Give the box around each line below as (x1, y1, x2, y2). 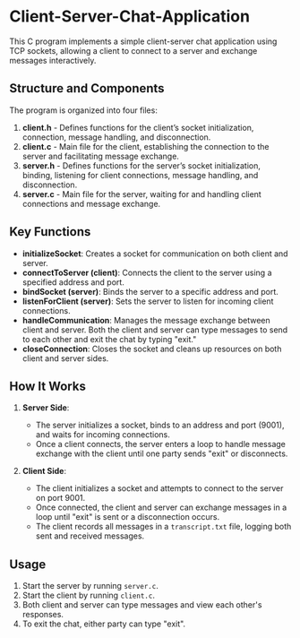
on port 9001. (35, 493, 86, 504)
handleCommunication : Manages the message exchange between (21, 315, 270, 325)
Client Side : (21, 466, 67, 477)
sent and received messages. (35, 530, 145, 541)
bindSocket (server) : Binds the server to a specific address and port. (21, 286, 279, 297)
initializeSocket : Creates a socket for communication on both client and (21, 248, 288, 259)
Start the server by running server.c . (21, 581, 159, 591)
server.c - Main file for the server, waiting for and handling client (21, 188, 261, 199)
